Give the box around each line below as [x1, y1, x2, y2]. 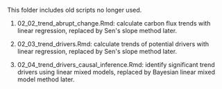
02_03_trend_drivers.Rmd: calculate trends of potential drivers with [17, 40, 210, 48]
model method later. [17, 75, 75, 83]
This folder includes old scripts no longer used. [7, 6, 142, 14]
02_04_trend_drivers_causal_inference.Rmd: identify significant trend [17, 61, 215, 68]
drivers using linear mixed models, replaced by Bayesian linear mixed [17, 68, 215, 76]
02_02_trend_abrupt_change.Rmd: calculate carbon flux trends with [17, 19, 211, 27]
